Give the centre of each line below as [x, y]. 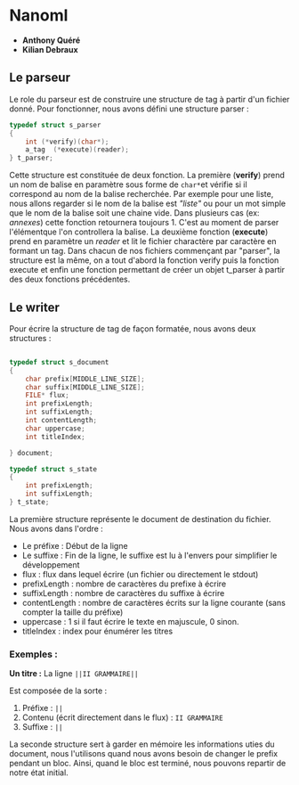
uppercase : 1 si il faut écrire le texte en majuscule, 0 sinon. [130, 621]
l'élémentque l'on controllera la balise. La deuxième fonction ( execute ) [139, 232]
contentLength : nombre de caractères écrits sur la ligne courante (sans [154, 602]
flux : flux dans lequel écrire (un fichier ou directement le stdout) [140, 574]
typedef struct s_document [59, 362]
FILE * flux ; [47, 396]
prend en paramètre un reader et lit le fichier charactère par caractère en [143, 241]
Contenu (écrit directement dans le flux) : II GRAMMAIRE [123, 717]
